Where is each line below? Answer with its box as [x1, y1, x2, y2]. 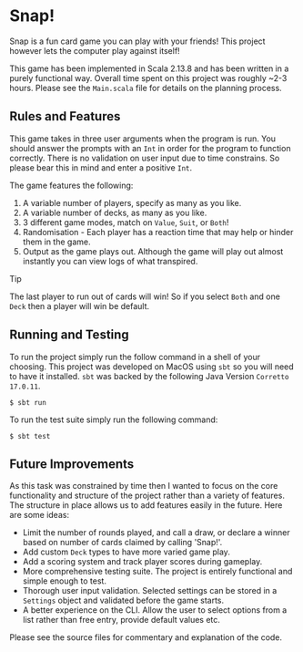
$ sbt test [9, 431, 51, 440]
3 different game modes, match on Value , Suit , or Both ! [22, 216, 229, 228]
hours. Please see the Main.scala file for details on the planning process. [9, 82, 282, 93]
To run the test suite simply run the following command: [9, 414, 218, 425]
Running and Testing [9, 327, 129, 343]
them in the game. [22, 236, 91, 247]
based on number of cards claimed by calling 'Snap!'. [22, 537, 223, 548]
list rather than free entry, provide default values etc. [22, 615, 221, 626]
